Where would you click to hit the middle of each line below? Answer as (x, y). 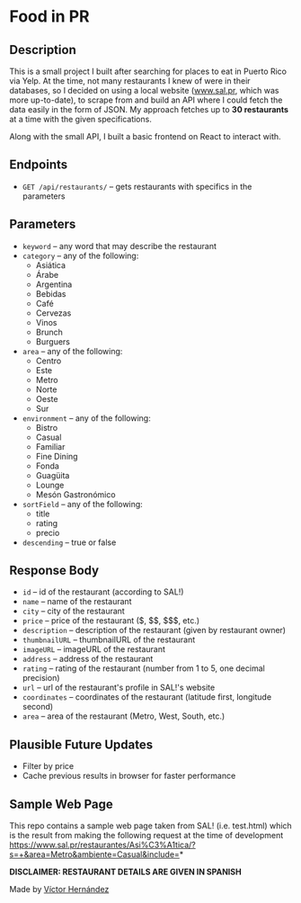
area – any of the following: (72, 351)
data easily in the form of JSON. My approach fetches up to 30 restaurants (149, 109)
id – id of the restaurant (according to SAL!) (103, 592)
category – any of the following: (80, 255)
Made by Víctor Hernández (59, 890)
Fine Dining (57, 456)
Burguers (53, 341)
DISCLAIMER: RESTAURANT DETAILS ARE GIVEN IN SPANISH (125, 872)
